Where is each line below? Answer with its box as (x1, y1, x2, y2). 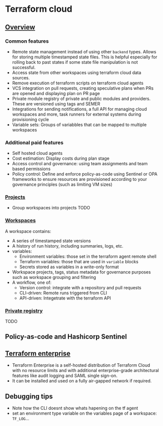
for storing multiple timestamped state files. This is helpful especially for (12, 54, 158, 60)
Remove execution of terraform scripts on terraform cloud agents (12, 80, 144, 86)
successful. (12, 64, 36, 70)
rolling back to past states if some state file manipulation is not (12, 59, 138, 65)
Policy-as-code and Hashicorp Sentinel (5, 332, 127, 341)
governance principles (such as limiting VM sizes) (12, 181, 113, 187)
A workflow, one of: (12, 279, 52, 285)
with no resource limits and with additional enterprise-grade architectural (12, 368, 159, 374)
